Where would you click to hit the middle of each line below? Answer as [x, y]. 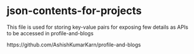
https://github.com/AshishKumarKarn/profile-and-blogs [74, 45]
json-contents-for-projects [74, 11]
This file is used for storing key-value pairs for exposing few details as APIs [98, 27]
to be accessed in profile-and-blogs [50, 33]
